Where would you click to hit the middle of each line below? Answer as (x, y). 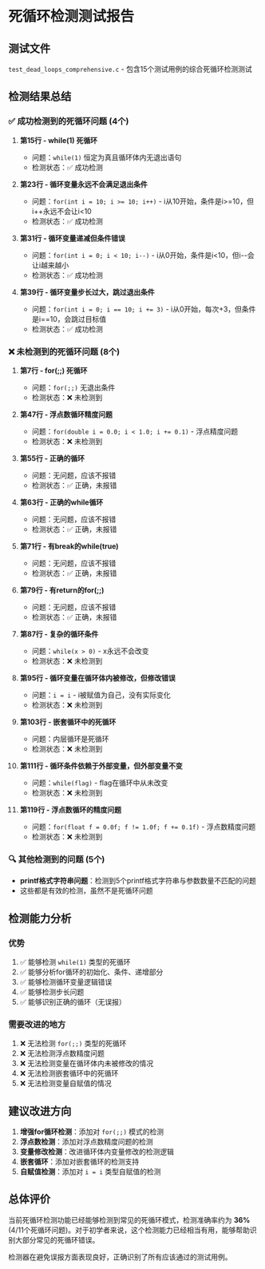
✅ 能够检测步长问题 (52, 992)
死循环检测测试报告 (71, 16)
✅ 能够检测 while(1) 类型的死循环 (75, 962)
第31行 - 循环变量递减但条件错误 (73, 238)
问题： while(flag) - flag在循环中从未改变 (100, 783)
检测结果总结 (40, 97)
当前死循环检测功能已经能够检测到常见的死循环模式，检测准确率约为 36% (129, 1219)
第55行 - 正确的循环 (52, 458)
